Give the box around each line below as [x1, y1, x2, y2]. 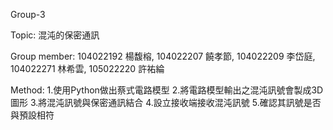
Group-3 [10, 9, 46, 20]
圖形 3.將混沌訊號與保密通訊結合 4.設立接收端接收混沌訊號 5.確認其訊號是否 [10, 97, 322, 108]
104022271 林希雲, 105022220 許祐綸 [10, 63, 165, 74]
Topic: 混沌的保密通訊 [10, 29, 100, 41]
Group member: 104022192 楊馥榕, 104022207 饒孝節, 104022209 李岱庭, [10, 50, 316, 62]
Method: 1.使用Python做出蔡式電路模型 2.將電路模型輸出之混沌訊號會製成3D [10, 84, 324, 96]
